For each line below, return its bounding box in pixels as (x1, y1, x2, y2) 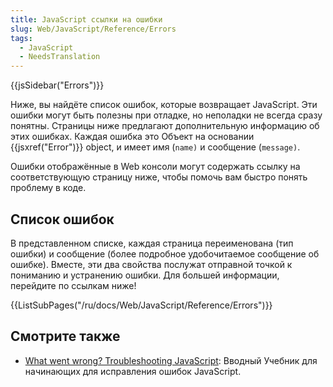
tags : (10, 33, 33, 43)
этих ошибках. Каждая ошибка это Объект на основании (10, 131, 255, 143)
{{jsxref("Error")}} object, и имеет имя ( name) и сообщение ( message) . (10, 141, 301, 153)
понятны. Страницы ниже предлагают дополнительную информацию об (10, 120, 320, 132)
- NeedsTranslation (19, 52, 101, 62)
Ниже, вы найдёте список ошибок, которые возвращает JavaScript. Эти (10, 99, 318, 111)
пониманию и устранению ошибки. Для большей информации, (10, 269, 280, 281)
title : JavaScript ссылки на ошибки (10, 14, 163, 25)
